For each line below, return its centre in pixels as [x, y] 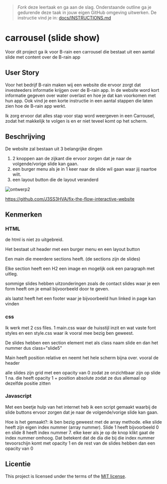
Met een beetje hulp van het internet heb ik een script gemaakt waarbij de [81, 407]
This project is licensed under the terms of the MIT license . [66, 476]
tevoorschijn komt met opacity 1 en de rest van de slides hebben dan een [80, 443]
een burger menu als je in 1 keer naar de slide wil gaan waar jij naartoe [84, 169]
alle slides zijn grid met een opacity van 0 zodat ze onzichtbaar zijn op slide [83, 372]
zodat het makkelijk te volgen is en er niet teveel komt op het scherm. [77, 121]
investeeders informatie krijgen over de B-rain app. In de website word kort [82, 90]
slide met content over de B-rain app [43, 57]
